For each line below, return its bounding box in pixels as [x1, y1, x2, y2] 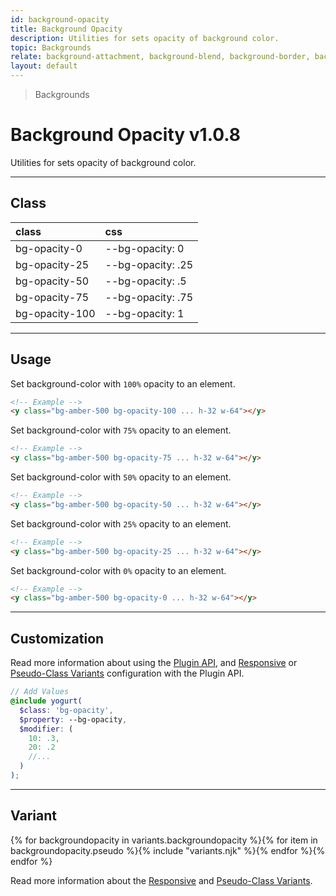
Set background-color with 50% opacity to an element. [10, 471, 232, 483]
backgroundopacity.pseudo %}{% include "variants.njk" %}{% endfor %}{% [10, 844, 326, 856]
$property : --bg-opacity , [19, 714, 128, 725]
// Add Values [10, 687, 70, 697]
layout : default [10, 61, 78, 71]
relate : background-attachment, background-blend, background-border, [10, 52, 311, 62]
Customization [10, 630, 105, 647]
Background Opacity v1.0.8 [10, 124, 242, 146]
